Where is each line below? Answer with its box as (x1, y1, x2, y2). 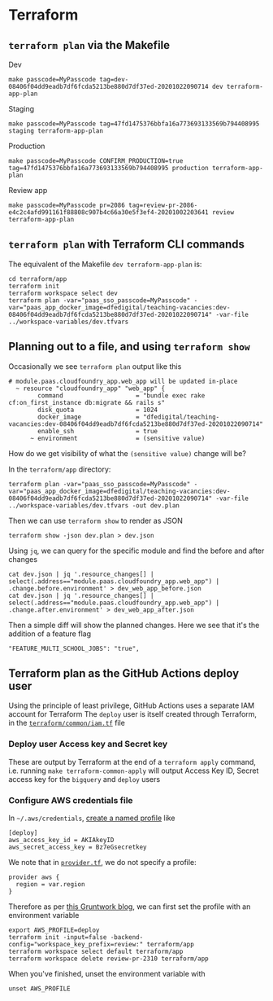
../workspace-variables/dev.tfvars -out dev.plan (8, 501, 180, 510)
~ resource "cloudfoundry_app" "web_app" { (15, 384, 165, 393)
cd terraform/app (8, 274, 67, 283)
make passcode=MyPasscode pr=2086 (8, 201, 126, 209)
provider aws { (8, 873, 60, 881)
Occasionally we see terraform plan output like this (8, 361, 182, 371)
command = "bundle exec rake (37, 391, 206, 400)
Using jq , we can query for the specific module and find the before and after (8, 546, 265, 555)
